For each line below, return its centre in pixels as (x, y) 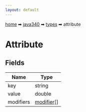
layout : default (22, 10)
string (41, 85)
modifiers (19, 102)
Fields (15, 63)
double (43, 93)
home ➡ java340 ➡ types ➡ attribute (43, 24)
